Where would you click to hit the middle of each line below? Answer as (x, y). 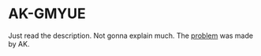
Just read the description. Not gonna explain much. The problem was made (131, 35)
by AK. (19, 43)
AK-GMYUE (47, 14)
